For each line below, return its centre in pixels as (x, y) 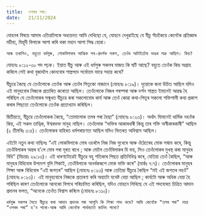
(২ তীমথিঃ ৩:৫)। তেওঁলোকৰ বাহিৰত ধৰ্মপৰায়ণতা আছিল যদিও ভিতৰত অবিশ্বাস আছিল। (82, 130)
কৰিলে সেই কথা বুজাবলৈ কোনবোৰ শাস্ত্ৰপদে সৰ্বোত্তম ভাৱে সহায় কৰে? (65, 71)
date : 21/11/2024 (31, 18)
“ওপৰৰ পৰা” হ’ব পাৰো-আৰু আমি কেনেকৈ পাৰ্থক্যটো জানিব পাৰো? (63, 207)
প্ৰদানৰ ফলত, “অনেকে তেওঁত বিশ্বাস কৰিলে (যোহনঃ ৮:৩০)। (59, 190)
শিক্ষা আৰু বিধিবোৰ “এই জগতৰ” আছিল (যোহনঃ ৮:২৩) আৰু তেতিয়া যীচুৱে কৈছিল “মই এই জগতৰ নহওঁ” (97, 170)
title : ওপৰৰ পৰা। (27, 12)
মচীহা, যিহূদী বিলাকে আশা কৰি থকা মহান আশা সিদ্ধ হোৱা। (57, 42)
